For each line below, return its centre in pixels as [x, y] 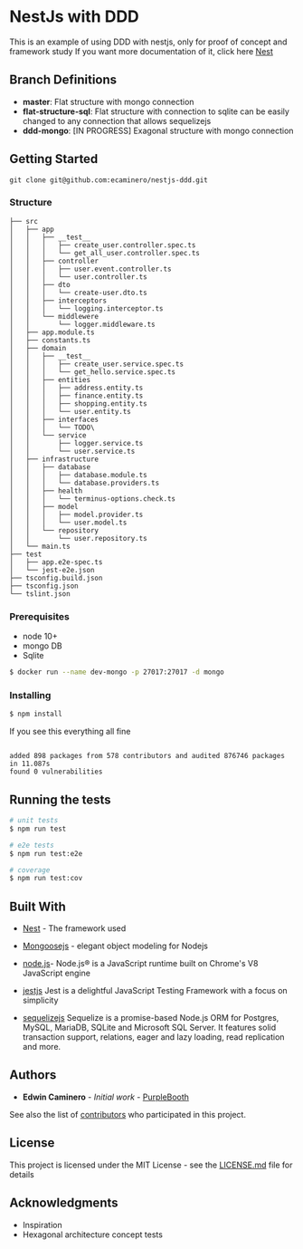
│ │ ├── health [46, 491]
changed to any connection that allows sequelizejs [117, 120]
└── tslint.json [40, 594]
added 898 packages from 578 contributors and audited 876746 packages [147, 756]
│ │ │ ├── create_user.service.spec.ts [96, 364]
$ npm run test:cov [46, 879]
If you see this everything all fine [70, 732]
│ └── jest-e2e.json [52, 570]
